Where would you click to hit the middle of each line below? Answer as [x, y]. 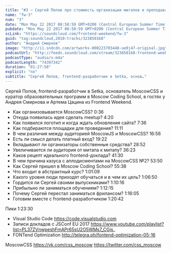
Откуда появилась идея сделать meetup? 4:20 [63, 117]
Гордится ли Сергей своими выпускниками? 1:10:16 [68, 182]
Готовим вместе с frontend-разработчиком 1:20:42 [68, 199]
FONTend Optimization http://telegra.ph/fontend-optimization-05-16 [84, 235]
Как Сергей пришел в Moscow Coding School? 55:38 [69, 166]
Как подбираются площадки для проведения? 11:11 [68, 128]
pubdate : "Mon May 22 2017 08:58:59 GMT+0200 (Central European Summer [83, 29]
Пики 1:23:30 [19, 209]
